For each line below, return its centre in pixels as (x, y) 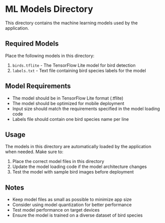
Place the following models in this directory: (50, 56)
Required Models (32, 44)
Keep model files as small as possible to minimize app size (72, 200)
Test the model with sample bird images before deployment (73, 172)
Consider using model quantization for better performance (72, 205)
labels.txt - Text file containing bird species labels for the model (79, 70)
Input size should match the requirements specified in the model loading (86, 109)
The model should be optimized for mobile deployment (68, 103)
